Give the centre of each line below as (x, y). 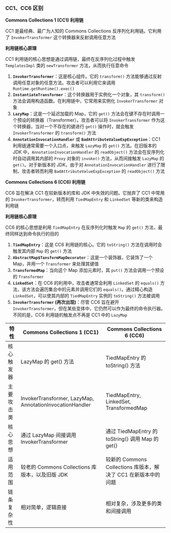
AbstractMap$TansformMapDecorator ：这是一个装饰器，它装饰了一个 (82, 258)
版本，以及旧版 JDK (44, 475)
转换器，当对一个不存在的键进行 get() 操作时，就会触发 (75, 127)
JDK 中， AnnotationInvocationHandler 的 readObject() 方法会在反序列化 (89, 152)
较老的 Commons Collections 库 (59, 467)
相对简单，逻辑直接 (44, 507)
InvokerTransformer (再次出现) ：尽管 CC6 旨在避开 (66, 302)
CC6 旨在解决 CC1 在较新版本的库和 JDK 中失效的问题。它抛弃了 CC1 (78, 193)
